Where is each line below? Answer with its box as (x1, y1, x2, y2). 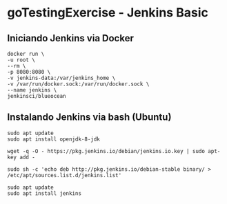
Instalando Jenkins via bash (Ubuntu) (7, 112, 172, 123)
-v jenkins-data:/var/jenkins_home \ (7, 74, 116, 81)
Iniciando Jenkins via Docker (7, 32, 135, 44)
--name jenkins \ (7, 87, 57, 94)
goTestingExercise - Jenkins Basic (7, 5, 208, 21)
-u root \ (7, 57, 36, 63)
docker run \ (7, 50, 45, 57)
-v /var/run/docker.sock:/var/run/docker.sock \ (7, 81, 150, 88)
